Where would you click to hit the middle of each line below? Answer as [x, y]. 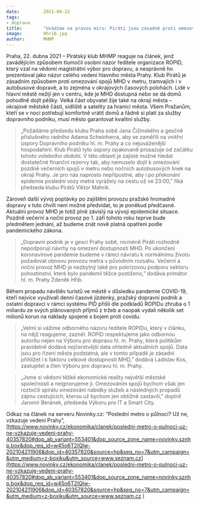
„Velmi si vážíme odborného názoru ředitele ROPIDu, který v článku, [103, 328]
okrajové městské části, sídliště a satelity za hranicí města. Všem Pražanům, [99, 107]
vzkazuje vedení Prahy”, [36, 420]
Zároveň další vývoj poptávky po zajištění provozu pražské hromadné [91, 199]
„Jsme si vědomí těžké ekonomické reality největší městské [93, 377]
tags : [13, 17]
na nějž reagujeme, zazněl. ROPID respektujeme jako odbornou [98, 334]
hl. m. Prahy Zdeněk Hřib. [52, 280]
